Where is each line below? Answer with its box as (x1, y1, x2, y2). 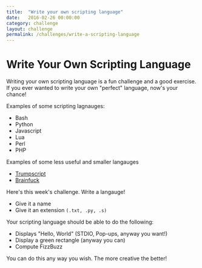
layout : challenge (6, 26, 53, 32)
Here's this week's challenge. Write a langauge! (6, 188, 126, 196)
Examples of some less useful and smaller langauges (6, 159, 139, 166)
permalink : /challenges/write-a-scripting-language (6, 32, 140, 38)
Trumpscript (15, 170, 46, 177)
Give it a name (15, 200, 52, 207)
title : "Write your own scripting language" (6, 9, 123, 15)
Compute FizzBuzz (15, 243, 63, 250)
